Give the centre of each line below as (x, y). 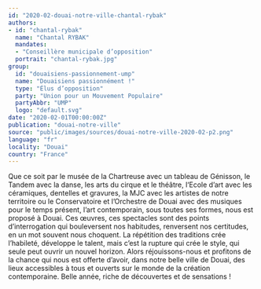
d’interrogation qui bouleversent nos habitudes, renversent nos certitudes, (129, 227)
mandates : (31, 45)
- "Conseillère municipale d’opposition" (84, 52)
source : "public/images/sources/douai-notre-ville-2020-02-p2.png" (121, 132)
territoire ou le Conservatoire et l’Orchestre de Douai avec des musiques (125, 202)
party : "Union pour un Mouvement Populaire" (89, 96)
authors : (22, 23)
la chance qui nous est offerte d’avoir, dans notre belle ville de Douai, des (127, 260)
